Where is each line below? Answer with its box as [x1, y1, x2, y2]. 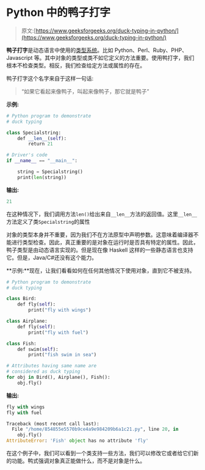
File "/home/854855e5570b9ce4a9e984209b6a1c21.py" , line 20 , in [12, 426, 179, 433]
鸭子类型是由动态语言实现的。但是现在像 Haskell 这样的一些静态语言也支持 [6, 246, 193, 254]
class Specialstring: [6, 130, 62, 136]
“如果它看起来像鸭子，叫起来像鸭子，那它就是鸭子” [21, 87, 149, 95]
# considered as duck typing [6, 369, 81, 375]
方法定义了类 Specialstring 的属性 [6, 218, 90, 225]
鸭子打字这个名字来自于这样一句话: [6, 75, 94, 82]
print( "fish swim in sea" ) [28, 352, 97, 358]
